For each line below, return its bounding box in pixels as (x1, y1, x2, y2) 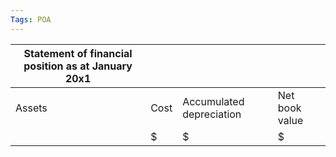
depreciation (182, 107, 242, 121)
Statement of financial (23, 46, 133, 60)
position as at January (23, 59, 133, 73)
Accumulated (182, 94, 245, 108)
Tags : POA (10, 14, 52, 25)
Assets (15, 101, 48, 115)
